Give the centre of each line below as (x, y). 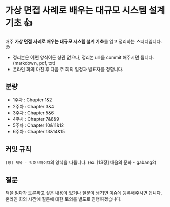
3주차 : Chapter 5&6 (33, 113)
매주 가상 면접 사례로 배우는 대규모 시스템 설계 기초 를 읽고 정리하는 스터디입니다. (84, 41)
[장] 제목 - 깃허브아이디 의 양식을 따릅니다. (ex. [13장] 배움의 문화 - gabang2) (81, 162)
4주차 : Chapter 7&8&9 (36, 119)
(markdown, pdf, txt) (34, 63)
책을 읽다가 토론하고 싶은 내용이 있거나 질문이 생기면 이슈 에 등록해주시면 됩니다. (84, 193)
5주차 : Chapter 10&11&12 (38, 125)
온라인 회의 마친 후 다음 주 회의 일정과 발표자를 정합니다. (68, 69)
